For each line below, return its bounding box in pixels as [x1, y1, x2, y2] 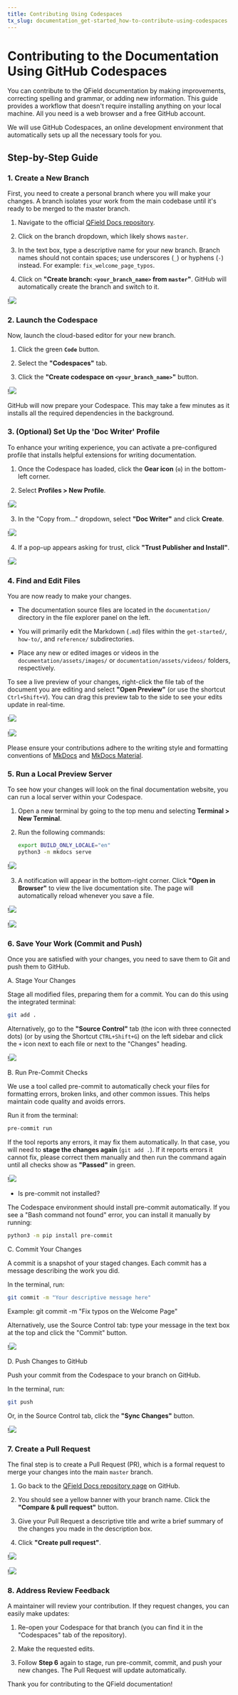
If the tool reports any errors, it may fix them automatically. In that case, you [7, 1138, 230, 1146]
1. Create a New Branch [7, 173, 90, 183]
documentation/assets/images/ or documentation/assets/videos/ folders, [17, 656, 231, 665]
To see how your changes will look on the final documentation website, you [7, 785, 229, 794]
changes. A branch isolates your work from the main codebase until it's [7, 197, 217, 206]
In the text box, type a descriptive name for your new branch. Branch [17, 246, 221, 254]
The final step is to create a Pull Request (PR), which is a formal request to [7, 1460, 225, 1469]
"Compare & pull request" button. [17, 1503, 119, 1511]
